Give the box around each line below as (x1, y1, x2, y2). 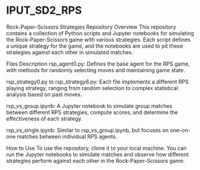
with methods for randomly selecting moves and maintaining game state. (6, 66, 185, 73)
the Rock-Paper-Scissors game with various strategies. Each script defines (6, 36, 191, 43)
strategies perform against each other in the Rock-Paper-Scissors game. (6, 157, 185, 164)
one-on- (170, 126, 191, 134)
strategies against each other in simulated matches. (6, 48, 133, 55)
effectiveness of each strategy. (6, 115, 83, 122)
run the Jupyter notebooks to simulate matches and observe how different (6, 150, 189, 158)
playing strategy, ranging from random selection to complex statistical (6, 84, 178, 91)
